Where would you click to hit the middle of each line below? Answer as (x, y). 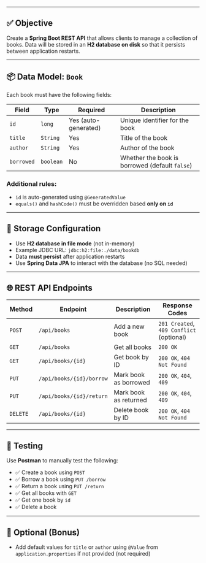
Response (177, 305)
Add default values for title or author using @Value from (86, 547)
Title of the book (144, 137)
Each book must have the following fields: (59, 94)
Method (21, 309)
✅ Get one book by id (43, 500)
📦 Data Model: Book (45, 77)
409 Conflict (177, 330)
